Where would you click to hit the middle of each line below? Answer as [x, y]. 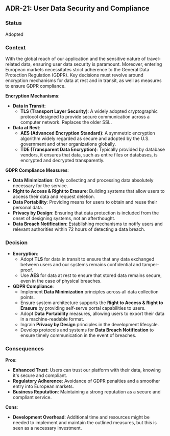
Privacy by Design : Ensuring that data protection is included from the [86, 213]
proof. [27, 270]
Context [16, 47]
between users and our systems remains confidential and [81, 265]
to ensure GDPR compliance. [35, 86]
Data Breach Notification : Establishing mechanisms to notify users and [88, 224]
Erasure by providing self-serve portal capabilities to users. [83, 308]
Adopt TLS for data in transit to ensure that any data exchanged [87, 259]
